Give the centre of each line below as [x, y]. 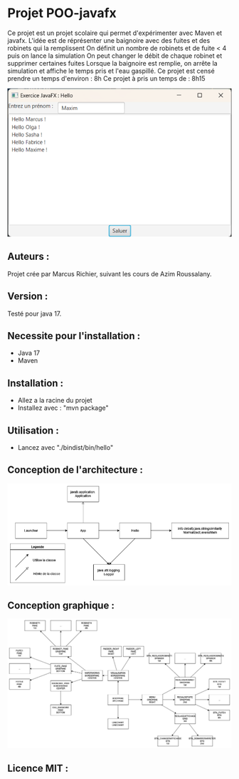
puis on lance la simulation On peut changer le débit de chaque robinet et [115, 56]
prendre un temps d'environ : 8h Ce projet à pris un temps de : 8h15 [106, 78]
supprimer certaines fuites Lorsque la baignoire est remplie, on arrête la [113, 63]
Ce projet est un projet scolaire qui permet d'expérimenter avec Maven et [115, 33]
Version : [28, 297]
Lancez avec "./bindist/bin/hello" [65, 447]
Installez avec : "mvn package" [63, 408]
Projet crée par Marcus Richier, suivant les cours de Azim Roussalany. [110, 273]
